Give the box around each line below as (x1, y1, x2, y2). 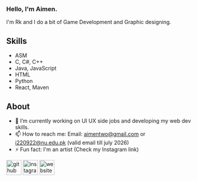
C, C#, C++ (14, 58, 43, 66)
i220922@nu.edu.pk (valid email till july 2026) (14, 139, 129, 146)
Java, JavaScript (14, 65, 57, 72)
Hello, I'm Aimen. (6, 5, 58, 13)
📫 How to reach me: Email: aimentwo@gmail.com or (14, 130, 146, 137)
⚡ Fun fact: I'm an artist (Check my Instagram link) (14, 146, 139, 153)
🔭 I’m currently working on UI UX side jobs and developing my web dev (14, 117, 191, 124)
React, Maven (14, 84, 49, 91)
